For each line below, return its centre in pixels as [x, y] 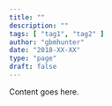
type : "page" [33, 58]
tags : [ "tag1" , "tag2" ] [56, 34]
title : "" [27, 17]
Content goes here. [44, 91]
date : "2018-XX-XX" [45, 50]
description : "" [39, 26]
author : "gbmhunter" [47, 42]
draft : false [33, 67]
